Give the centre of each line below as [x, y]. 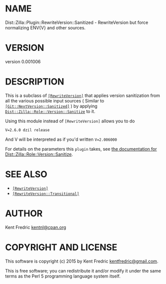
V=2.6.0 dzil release [28, 130]
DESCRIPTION [35, 82]
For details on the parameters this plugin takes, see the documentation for [81, 149]
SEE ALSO [26, 174]
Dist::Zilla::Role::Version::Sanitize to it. [50, 111]
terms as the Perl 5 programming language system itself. [63, 276]
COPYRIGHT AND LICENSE [61, 247]
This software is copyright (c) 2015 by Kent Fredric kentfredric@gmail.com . [82, 261]
